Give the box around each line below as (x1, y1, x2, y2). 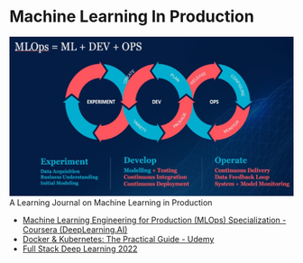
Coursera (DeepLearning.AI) (22, 223, 128, 235)
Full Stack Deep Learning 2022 (22, 243, 138, 254)
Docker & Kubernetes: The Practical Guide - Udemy (22, 233, 215, 244)
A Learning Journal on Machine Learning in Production (9, 196, 213, 208)
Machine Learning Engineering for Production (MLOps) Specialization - (22, 214, 287, 225)
